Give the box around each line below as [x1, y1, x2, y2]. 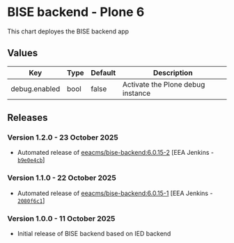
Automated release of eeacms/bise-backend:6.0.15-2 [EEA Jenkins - [17, 149, 214, 157]
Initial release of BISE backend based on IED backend [17, 230, 171, 238]
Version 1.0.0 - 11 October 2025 [7, 213, 116, 223]
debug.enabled [10, 84, 61, 94]
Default [91, 67, 116, 77]
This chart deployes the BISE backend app [7, 27, 130, 35]
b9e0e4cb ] [17, 156, 45, 164]
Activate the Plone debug [122, 79, 205, 89]
